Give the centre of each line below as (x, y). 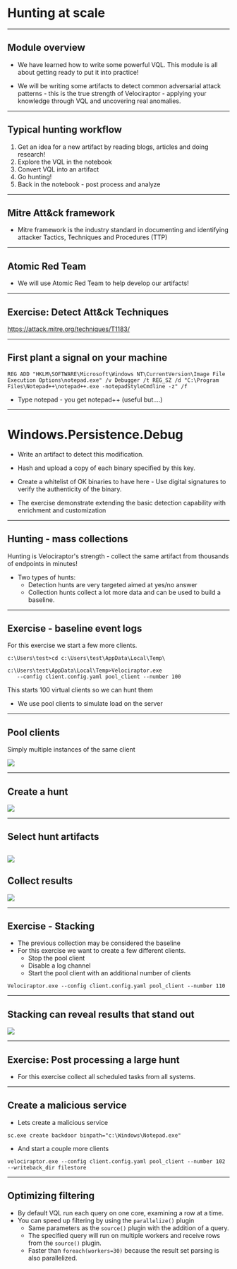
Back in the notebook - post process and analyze (89, 184)
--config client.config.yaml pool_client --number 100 (99, 677)
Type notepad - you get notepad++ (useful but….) (90, 399)
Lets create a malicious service (62, 1122)
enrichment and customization (62, 510)
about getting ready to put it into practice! (78, 72)
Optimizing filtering (51, 1196)
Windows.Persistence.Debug (95, 435)
